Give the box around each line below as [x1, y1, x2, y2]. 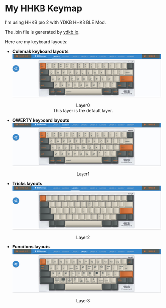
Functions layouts [12, 244, 50, 250]
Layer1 [76, 171, 90, 177]
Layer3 [76, 298, 90, 304]
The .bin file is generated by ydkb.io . [5, 29, 80, 35]
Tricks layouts [12, 180, 42, 186]
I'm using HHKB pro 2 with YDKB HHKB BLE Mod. [5, 19, 106, 25]
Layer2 [76, 234, 90, 241]
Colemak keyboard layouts [12, 48, 69, 54]
